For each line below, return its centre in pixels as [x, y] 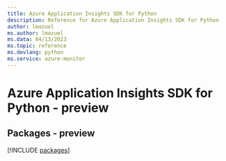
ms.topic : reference [37, 46]
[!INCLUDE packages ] [39, 150]
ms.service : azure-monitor [46, 59]
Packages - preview [51, 134]
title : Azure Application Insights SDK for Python [82, 14]
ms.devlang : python [35, 53]
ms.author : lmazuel [35, 33]
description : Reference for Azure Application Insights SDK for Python [113, 20]
